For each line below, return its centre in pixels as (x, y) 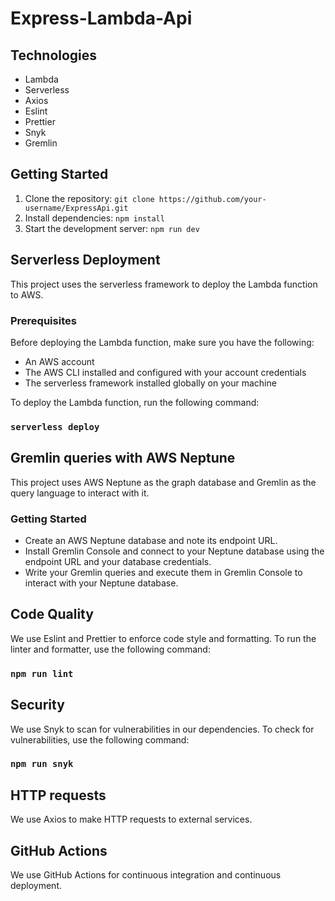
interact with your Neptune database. (101, 583)
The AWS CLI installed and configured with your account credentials (165, 372)
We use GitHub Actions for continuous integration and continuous (146, 875)
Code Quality (52, 614)
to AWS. (27, 294)
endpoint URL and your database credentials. (118, 561)
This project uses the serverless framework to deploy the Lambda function (164, 284)
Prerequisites (43, 320)
